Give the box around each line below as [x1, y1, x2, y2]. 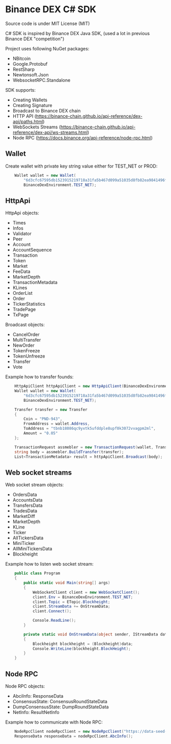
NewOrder [12, 342, 35, 348]
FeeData [12, 268, 31, 274]
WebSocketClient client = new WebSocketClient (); [32, 590, 140, 595]
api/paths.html [12, 118, 43, 124]
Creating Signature [12, 102, 52, 108]
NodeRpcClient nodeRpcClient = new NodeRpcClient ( [14, 729, 124, 734]
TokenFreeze [12, 348, 40, 354]
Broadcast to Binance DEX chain [12, 107, 81, 114]
